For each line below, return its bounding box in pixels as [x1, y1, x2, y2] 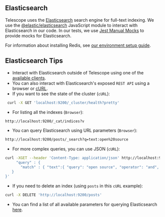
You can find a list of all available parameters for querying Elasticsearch [12, 201, 158, 207]
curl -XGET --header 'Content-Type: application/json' [5, 155, 120, 161]
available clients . [12, 75, 46, 81]
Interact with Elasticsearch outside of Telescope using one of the [12, 70, 144, 75]
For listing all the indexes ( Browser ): [12, 109, 83, 115]
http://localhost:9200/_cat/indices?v [5, 118, 84, 124]
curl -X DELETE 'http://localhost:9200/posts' [5, 192, 102, 197]
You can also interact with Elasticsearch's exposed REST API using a [12, 80, 150, 86]
